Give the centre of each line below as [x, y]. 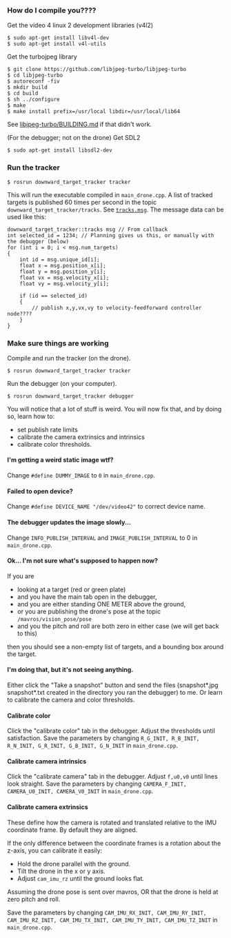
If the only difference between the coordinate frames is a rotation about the [114, 843]
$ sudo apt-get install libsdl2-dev [60, 150]
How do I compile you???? [52, 10]
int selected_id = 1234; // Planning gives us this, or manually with [111, 235]
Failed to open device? [40, 491]
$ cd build [23, 94]
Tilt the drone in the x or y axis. [61, 871]
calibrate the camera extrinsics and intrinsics [81, 437]
